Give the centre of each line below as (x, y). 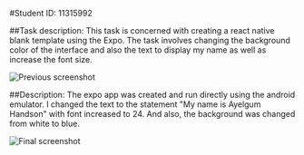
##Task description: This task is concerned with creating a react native (142, 30)
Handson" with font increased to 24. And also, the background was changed (152, 114)
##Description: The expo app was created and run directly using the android (152, 95)
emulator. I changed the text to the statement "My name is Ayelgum (135, 104)
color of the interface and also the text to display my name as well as (138, 50)
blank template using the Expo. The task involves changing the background (150, 40)
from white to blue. (44, 123)
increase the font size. (51, 59)
